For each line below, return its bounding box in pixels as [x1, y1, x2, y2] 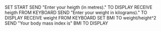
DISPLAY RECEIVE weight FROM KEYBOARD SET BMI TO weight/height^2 [4, 15, 156, 20]
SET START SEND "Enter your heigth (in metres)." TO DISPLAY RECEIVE [4, 4, 153, 10]
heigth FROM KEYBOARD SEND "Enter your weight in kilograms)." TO [4, 9, 147, 15]
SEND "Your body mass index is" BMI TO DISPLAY [4, 20, 108, 26]
